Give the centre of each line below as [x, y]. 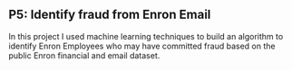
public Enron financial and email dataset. [84, 55]
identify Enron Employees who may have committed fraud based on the [142, 46]
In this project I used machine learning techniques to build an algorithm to [146, 36]
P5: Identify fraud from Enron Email [110, 15]
